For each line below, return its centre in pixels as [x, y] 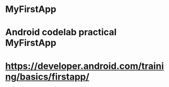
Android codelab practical [61, 32]
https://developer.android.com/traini [85, 66]
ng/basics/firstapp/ [47, 77]
